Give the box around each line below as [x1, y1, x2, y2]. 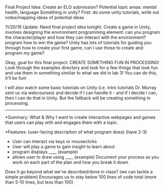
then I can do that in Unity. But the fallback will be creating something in [5, 95, 151, 101]
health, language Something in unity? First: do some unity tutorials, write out [5, 9, 160, 15]
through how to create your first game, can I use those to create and [5, 45, 143, 50]
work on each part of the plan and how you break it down [12, 159, 129, 165]
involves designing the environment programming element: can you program [5, 29, 160, 35]
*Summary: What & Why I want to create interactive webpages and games [5, 115, 156, 120]
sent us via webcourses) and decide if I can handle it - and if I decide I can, [5, 90, 158, 95]
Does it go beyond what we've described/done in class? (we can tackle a [5, 169, 153, 174]
